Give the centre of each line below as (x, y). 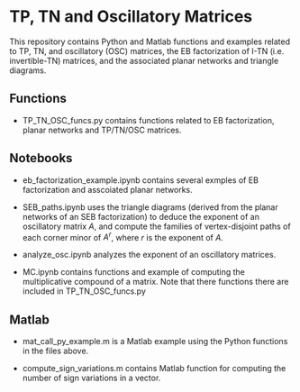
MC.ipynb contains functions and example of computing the (134, 272)
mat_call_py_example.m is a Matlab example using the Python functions (155, 342)
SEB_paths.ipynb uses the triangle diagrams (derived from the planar (150, 207)
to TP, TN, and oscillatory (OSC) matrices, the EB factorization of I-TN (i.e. (147, 50)
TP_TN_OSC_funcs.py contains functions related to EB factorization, (148, 120)
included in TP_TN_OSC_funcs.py (84, 291)
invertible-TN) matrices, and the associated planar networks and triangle (144, 60)
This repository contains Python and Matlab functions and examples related (150, 41)
